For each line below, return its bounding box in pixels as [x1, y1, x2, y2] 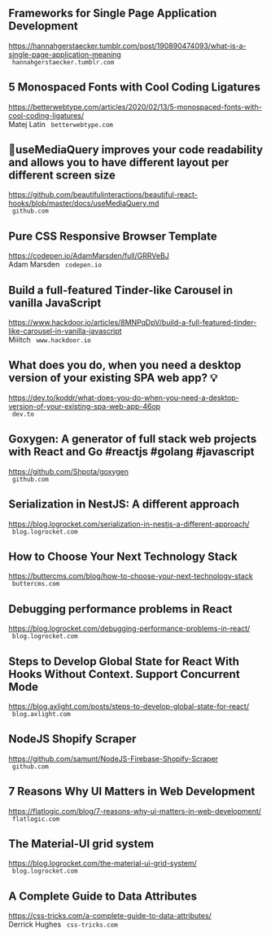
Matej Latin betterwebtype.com [8, 119, 114, 129]
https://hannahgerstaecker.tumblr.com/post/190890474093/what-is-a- [8, 41, 247, 51]
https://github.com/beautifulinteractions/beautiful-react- [8, 190, 198, 200]
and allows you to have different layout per [8, 156, 229, 169]
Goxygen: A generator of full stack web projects [8, 432, 257, 447]
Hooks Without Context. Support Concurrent [8, 667, 240, 681]
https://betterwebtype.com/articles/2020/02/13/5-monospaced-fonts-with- [8, 102, 262, 112]
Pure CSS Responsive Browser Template [8, 229, 217, 243]
